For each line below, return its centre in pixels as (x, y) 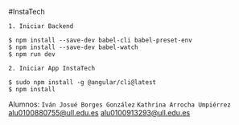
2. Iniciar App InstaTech (52, 68)
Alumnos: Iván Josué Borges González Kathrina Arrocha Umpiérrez (119, 104)
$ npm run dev (32, 54)
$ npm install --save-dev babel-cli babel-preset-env (101, 40)
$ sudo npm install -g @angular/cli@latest (82, 83)
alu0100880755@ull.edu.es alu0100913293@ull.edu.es (99, 113)
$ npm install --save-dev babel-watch (73, 47)
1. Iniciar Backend (41, 26)
